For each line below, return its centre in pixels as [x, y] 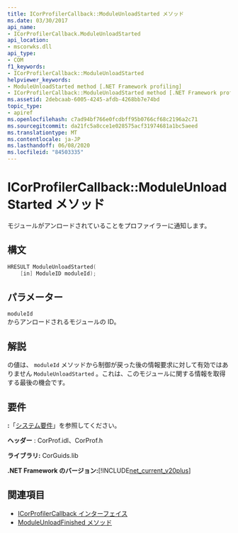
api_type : [22, 54]
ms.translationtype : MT [42, 133]
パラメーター [35, 297]
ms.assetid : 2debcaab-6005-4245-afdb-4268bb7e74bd [84, 100]
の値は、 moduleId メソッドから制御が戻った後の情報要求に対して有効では [115, 365]
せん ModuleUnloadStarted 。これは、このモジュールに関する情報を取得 [123, 374]
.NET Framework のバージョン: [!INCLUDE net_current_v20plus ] [99, 470]
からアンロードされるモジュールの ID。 [64, 322]
